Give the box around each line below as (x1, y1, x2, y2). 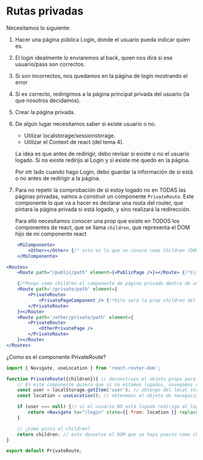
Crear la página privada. (14, 108, 76, 115)
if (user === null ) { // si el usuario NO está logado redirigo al (17, 404, 188, 410)
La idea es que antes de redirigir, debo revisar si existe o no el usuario (14, 150, 190, 157)
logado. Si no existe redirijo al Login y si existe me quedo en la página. (14, 156, 190, 164)
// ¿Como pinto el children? (17, 426, 91, 432)
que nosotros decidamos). (14, 97, 81, 104)
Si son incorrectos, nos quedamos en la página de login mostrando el (14, 72, 188, 79)
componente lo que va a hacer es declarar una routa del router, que (14, 199, 184, 206)
